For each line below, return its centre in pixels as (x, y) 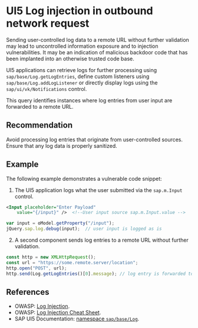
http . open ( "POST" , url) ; (37, 268)
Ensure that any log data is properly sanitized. (62, 145)
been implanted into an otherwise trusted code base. (70, 59)
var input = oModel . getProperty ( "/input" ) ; (60, 223)
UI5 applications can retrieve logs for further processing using (82, 70)
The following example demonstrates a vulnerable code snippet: (84, 178)
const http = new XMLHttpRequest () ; (51, 257)
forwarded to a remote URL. (40, 106)
